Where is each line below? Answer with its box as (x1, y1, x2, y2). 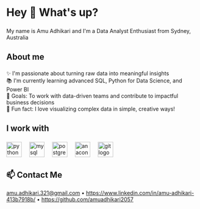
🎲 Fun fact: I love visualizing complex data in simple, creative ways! (6, 105, 176, 112)
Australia (6, 34, 29, 42)
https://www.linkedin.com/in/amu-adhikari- (85, 189, 195, 196)
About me (6, 51, 45, 62)
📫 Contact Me (6, 170, 63, 180)
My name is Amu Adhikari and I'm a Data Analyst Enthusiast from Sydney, (6, 28, 191, 35)
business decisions (6, 99, 55, 106)
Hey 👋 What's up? (6, 5, 99, 20)
